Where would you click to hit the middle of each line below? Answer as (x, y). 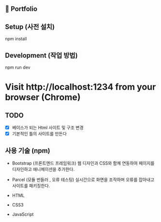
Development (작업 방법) (41, 55)
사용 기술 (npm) (28, 151)
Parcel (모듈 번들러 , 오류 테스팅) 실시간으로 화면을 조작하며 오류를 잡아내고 (83, 179)
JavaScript (23, 214)
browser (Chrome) (43, 97)
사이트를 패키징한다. (31, 185)
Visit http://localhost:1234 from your (80, 87)
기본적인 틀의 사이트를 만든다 (39, 134)
